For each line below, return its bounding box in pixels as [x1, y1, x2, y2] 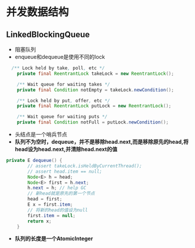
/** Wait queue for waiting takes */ [17, 81, 111, 87]
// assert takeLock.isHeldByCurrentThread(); [27, 163, 143, 169]
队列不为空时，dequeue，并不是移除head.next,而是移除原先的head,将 [14, 138, 189, 145]
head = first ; [27, 196, 62, 202]
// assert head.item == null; [27, 168, 102, 174]
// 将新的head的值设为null [27, 207, 88, 213]
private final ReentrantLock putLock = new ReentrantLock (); [17, 103, 171, 109]
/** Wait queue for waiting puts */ [17, 114, 108, 120]
